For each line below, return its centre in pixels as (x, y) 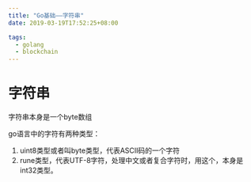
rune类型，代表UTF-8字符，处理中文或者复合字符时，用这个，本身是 (131, 161)
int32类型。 (38, 170)
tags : (17, 37)
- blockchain (37, 52)
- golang (30, 44)
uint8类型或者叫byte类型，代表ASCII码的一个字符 (100, 150)
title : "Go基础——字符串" (46, 15)
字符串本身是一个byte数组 (50, 117)
